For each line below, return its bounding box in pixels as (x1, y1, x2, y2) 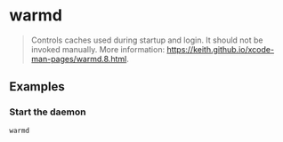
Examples (9, 79, 65, 94)
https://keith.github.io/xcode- (166, 43, 274, 54)
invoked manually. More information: (30, 43, 166, 54)
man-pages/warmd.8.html (30, 53, 127, 64)
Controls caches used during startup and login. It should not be (30, 35, 264, 45)
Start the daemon (9, 106, 86, 118)
